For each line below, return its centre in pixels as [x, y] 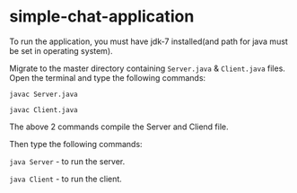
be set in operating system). [61, 50]
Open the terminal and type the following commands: [108, 77]
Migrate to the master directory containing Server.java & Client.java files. [147, 68]
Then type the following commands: [76, 144]
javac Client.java [44, 110]
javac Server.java [44, 94]
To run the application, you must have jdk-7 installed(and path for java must [149, 41]
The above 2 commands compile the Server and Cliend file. [119, 127]
